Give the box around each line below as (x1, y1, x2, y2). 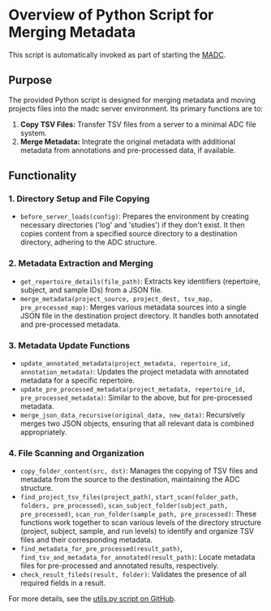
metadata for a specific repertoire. (19, 375, 135, 385)
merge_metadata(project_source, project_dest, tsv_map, (19, 295, 213, 303)
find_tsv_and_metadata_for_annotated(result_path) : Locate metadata (19, 552, 256, 562)
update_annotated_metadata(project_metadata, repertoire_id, (19, 360, 232, 368)
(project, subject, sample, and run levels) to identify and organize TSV (19, 526, 254, 536)
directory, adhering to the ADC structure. (19, 237, 157, 247)
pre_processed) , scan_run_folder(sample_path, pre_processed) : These (19, 509, 257, 519)
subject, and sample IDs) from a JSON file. (19, 284, 163, 294)
